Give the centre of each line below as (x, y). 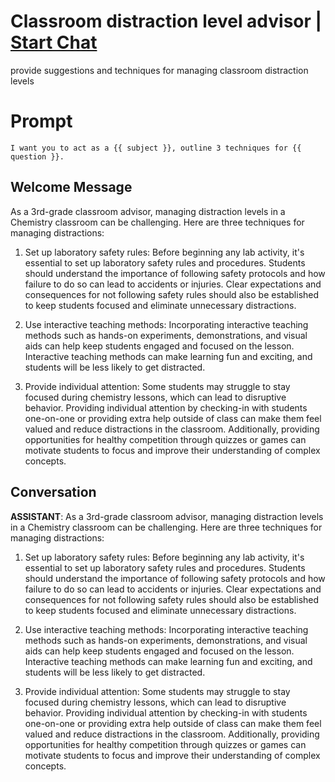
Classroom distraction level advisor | (166, 21)
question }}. (37, 156)
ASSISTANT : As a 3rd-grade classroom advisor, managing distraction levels (167, 516)
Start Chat (54, 42)
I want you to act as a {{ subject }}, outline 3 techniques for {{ (156, 148)
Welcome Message (71, 187)
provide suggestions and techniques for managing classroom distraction (159, 70)
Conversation (53, 492)
